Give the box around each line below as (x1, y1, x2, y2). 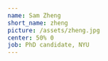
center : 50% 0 (7, 33, 55, 42)
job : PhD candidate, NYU (7, 41, 90, 49)
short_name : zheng (7, 19, 68, 27)
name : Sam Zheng (7, 11, 61, 20)
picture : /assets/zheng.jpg (7, 26, 101, 34)
